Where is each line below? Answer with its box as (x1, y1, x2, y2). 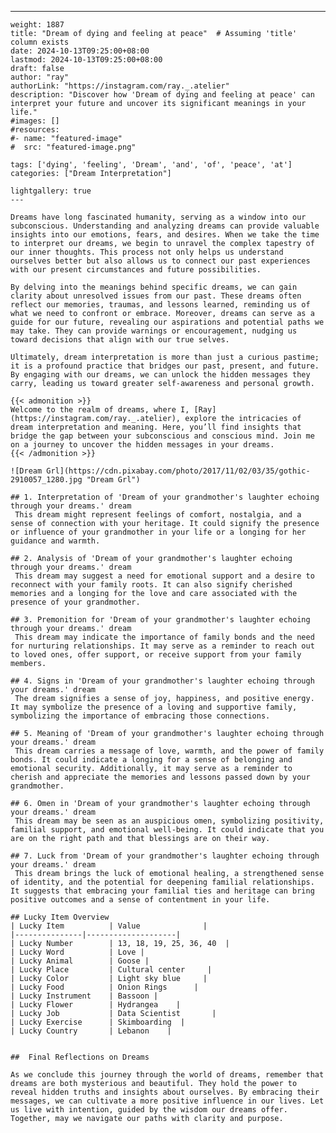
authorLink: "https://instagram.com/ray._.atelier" (10, 81, 230, 91)
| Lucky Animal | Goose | (10, 956, 150, 966)
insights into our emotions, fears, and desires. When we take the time (10, 230, 320, 240)
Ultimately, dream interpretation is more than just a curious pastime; (10, 352, 320, 362)
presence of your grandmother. (10, 597, 141, 607)
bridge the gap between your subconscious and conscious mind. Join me (10, 431, 315, 441)
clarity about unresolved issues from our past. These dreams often (10, 291, 302, 301)
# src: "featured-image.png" (10, 142, 137, 152)
